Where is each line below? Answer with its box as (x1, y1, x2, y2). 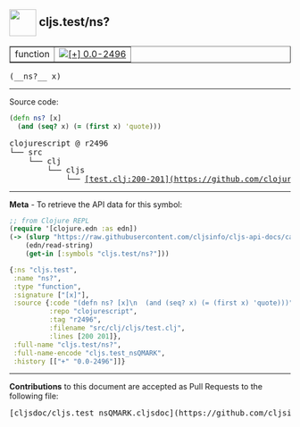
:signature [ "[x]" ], (12, 290, 90, 299)
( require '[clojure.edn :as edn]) (9, 224, 138, 233)
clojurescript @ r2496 (9, 138, 109, 148)
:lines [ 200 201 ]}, (48, 331, 122, 340)
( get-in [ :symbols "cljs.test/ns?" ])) (25, 249, 170, 259)
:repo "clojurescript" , (48, 307, 138, 316)
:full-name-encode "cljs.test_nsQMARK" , (12, 348, 166, 357)
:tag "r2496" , (48, 315, 102, 324)
